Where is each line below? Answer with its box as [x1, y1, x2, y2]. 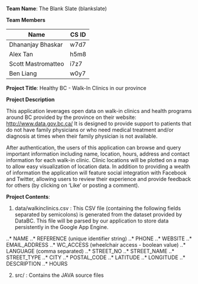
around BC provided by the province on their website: [6, 114, 137, 121]
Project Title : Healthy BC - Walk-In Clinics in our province [6, 85, 147, 91]
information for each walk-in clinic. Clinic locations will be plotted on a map [6, 157, 189, 163]
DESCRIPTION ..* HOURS [6, 260, 68, 267]
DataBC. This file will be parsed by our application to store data [14, 217, 169, 224]
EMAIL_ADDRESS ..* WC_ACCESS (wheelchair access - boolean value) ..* [6, 241, 186, 248]
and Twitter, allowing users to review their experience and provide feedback [6, 176, 191, 182]
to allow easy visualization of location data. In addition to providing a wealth [6, 163, 190, 170]
